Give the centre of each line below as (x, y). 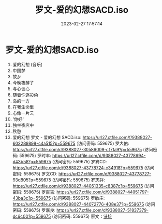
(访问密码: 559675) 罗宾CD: (80, 161)
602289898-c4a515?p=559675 (44, 143)
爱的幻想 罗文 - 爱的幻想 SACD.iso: (47, 137)
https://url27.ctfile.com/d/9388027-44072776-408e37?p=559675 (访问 (84, 204)
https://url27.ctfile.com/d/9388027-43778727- (105, 173)
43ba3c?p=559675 (32, 198)
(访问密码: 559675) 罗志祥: (79, 180)
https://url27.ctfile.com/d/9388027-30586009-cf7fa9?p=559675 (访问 (83, 149)
